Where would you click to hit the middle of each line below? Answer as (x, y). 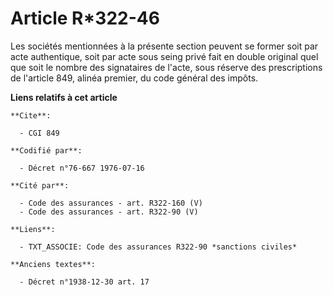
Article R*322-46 (85, 18)
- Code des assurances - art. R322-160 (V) (111, 203)
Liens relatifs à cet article (64, 97)
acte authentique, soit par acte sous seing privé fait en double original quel (164, 56)
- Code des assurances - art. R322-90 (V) (109, 212)
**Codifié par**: (46, 150)
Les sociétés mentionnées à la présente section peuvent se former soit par (164, 46)
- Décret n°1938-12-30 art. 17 (84, 282)
